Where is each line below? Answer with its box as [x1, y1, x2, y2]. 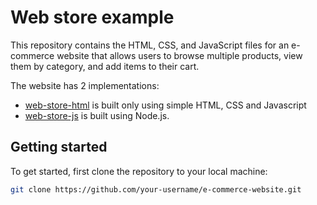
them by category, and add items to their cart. [10, 60, 200, 72]
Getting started [10, 139, 108, 156]
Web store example [10, 6, 175, 29]
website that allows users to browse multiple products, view [56, 49, 303, 61]
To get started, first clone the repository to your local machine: [10, 165, 268, 177]
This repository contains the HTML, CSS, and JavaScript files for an [10, 39, 290, 51]
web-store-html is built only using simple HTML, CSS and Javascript [24, 99, 307, 111]
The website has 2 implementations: [10, 79, 160, 91]
